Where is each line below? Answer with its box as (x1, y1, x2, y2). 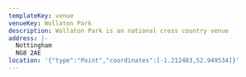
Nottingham (15, 42, 52, 50)
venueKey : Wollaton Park (8, 19, 92, 27)
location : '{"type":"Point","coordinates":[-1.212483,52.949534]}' (8, 57, 240, 65)
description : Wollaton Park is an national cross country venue (8, 26, 229, 34)
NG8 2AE (15, 49, 42, 57)
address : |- (8, 34, 48, 43)
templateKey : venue (8, 11, 74, 20)
